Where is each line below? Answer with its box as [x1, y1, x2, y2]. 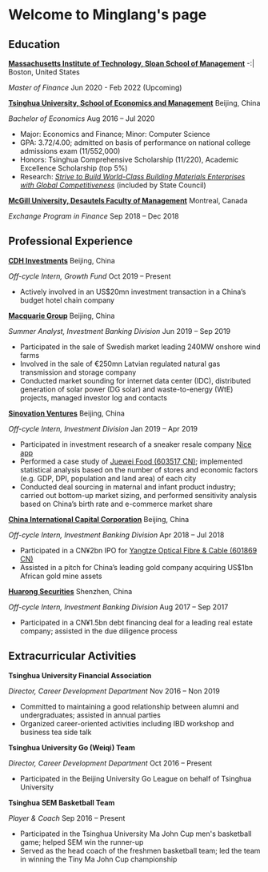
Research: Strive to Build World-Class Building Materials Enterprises [19, 172, 246, 181]
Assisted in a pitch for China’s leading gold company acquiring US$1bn [19, 562, 254, 572]
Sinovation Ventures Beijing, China [8, 408, 126, 418]
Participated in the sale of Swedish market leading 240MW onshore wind [19, 342, 261, 352]
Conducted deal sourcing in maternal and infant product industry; [19, 482, 236, 492]
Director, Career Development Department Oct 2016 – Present [8, 758, 213, 768]
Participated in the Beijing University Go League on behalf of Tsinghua [19, 774, 252, 783]
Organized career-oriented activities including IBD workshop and [19, 718, 234, 728]
